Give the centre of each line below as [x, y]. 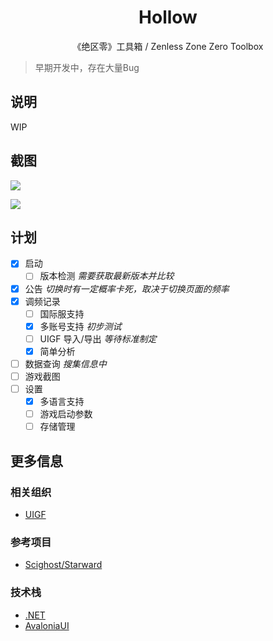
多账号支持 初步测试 [80, 326]
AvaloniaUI [47, 625]
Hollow [168, 17]
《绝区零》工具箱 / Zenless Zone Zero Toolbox [168, 46]
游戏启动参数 [66, 414]
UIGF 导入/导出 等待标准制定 [98, 338]
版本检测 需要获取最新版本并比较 [107, 276]
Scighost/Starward [63, 565]
